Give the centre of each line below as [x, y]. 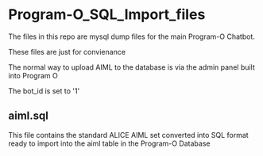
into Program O [33, 75]
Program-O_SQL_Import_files [107, 15]
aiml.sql [29, 116]
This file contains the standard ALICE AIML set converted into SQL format [128, 135]
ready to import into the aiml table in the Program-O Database [109, 143]
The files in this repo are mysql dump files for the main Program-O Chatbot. [132, 36]
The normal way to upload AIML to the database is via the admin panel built [132, 67]
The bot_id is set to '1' [44, 91]
